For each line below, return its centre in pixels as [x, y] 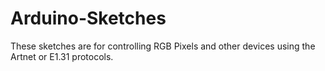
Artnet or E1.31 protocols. [62, 56]
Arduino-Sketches [88, 18]
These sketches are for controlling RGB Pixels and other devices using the [163, 46]
